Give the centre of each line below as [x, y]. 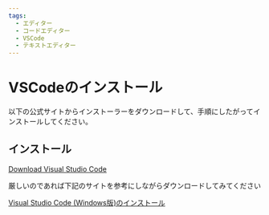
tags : [17, 16]
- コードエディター [43, 30]
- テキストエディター [46, 46]
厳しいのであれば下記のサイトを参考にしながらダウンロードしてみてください [135, 185]
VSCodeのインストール [86, 88]
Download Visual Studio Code [57, 168]
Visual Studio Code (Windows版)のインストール [87, 202]
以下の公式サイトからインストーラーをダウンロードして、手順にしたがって [131, 112]
